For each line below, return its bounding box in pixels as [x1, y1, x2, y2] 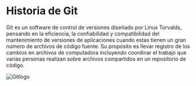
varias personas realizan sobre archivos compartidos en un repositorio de [6, 55, 187, 62]
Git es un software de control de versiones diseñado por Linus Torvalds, [6, 24, 182, 31]
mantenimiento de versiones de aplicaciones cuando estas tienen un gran [6, 36, 187, 43]
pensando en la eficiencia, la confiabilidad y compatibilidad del [6, 30, 160, 37]
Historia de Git [6, 4, 78, 18]
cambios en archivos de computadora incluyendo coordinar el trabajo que [6, 49, 187, 56]
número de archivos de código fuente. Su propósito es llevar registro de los [6, 43, 191, 50]
